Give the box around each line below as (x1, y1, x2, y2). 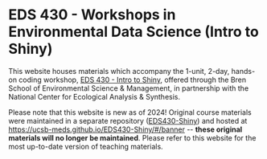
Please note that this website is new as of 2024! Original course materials (8, 107, 252, 117)
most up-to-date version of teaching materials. (8, 141, 163, 151)
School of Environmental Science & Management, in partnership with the (8, 83, 249, 93)
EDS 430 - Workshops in (8, 6, 176, 24)
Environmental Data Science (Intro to (8, 22, 260, 41)
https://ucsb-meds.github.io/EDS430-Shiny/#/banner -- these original (8, 124, 243, 134)
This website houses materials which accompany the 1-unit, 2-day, (8, 66, 230, 75)
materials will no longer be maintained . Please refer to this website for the (8, 132, 257, 142)
